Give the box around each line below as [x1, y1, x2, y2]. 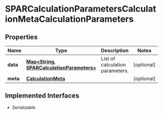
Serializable [12, 104, 36, 110]
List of [101, 56, 115, 62]
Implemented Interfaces [5, 92, 80, 100]
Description [101, 47, 129, 54]
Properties [5, 33, 38, 41]
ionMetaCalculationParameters [5, 14, 134, 25]
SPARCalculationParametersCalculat [5, 3, 157, 14]
